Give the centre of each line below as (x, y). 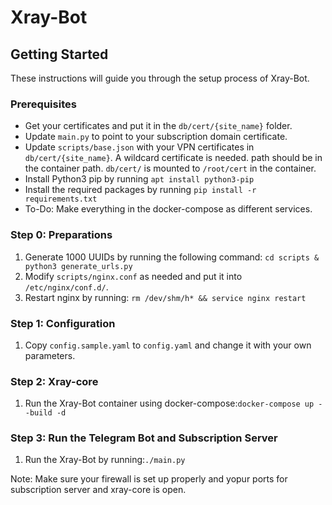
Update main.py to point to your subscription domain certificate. (156, 137)
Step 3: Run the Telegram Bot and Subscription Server (144, 438)
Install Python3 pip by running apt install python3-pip (139, 179)
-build (38, 413)
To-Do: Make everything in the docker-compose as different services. (168, 209)
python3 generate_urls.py (78, 266)
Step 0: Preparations (61, 235)
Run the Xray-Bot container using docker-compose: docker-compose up (169, 403)
